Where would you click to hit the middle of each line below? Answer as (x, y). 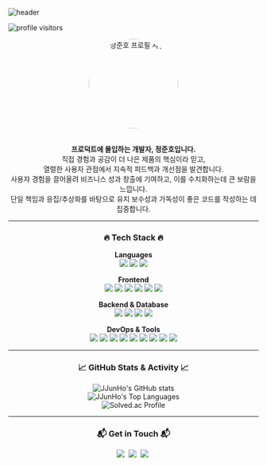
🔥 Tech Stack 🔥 (133, 237)
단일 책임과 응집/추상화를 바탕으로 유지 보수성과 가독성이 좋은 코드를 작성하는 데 (133, 199)
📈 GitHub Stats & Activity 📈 (133, 368)
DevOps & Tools (133, 330)
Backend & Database (133, 305)
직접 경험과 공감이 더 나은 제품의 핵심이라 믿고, (133, 159)
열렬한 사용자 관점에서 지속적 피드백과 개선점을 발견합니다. (133, 169)
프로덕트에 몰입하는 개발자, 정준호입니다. (133, 149)
